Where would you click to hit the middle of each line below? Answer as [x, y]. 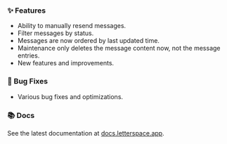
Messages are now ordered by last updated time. [89, 41]
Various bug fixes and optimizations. [70, 96]
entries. [28, 55]
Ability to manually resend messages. [72, 26]
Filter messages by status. [56, 33]
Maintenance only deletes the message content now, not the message [119, 48]
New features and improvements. [66, 63]
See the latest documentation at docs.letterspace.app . [86, 133]
